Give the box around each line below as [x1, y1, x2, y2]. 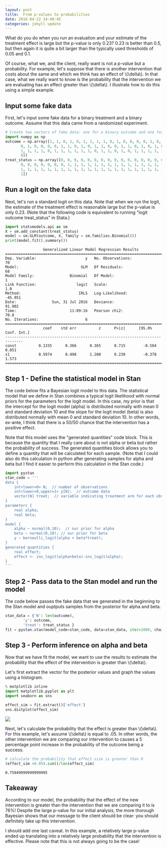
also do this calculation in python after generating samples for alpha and [5, 455, 153, 461]
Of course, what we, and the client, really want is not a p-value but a [5, 60, 145, 66]
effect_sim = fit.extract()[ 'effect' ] [5, 703, 85, 708]
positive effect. [5, 424, 36, 430]
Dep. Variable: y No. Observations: [5, 256, 133, 261]
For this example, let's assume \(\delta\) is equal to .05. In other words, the [5, 731, 158, 737]
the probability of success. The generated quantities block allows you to [5, 445, 153, 451]
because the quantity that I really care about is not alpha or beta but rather [5, 439, 158, 445]
